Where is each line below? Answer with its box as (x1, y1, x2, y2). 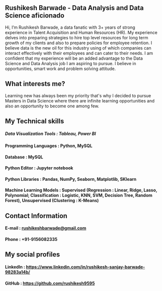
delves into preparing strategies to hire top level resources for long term (5, 34, 148, 40)
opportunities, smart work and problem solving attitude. (5, 66, 116, 71)
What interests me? (5, 80, 65, 88)
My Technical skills (5, 117, 64, 125)
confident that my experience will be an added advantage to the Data (5, 55, 143, 61)
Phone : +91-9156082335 (5, 236, 58, 242)
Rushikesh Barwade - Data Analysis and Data (5, 4, 144, 12)
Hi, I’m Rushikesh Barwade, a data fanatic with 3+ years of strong (5, 24, 135, 30)
